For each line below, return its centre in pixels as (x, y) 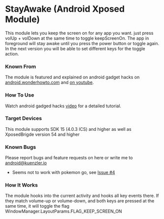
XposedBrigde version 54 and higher (42, 134)
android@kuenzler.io (26, 163)
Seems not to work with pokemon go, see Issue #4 (64, 172)
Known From (21, 66)
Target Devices (24, 119)
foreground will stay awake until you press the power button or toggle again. (82, 43)
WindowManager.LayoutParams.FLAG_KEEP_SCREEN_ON (64, 211)
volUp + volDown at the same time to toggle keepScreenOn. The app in (77, 38)
